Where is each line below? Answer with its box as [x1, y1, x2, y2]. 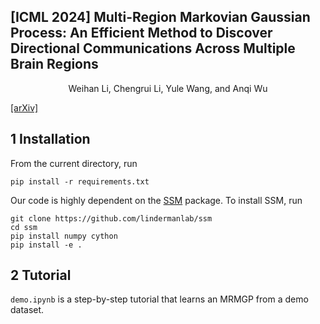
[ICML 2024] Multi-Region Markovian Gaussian [10, 9, 311, 26]
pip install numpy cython [10, 231, 118, 241]
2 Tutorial [10, 267, 72, 284]
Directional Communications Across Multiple [10, 40, 296, 57]
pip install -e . [10, 240, 83, 250]
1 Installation [10, 131, 91, 148]
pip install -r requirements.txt [10, 176, 150, 187]
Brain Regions [10, 56, 99, 73]
